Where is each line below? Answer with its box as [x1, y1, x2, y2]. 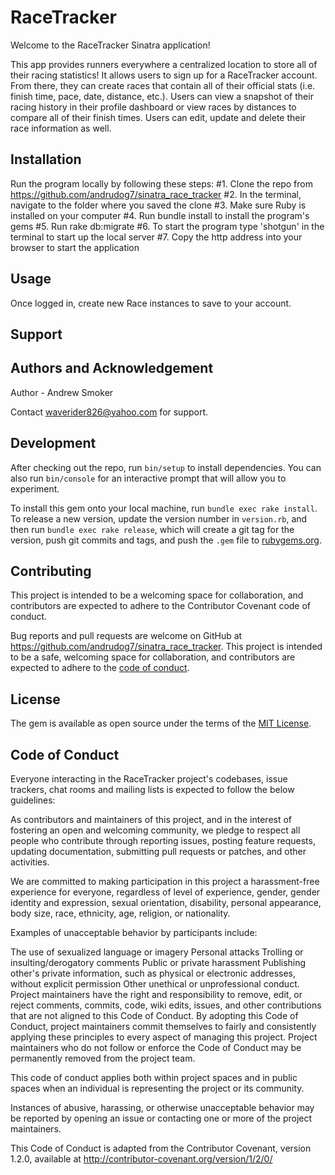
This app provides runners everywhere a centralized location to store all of [10, 58, 318, 70]
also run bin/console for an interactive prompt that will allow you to [10, 472, 287, 484]
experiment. [10, 482, 60, 495]
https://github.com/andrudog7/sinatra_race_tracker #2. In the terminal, [10, 188, 302, 200]
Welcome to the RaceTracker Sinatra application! [10, 39, 211, 51]
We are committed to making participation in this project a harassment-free [10, 876, 320, 888]
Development [10, 435, 97, 452]
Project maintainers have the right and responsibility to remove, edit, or [10, 989, 303, 1001]
